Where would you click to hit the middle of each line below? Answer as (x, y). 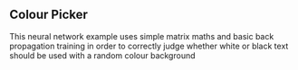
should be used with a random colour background (103, 55)
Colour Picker (49, 15)
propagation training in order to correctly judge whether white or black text (149, 46)
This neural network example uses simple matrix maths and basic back (142, 36)
